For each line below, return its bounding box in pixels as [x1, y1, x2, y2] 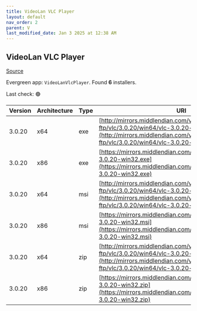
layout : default [6, 14, 46, 20]
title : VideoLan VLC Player [6, 8, 75, 15]
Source [6, 67, 23, 74]
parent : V [6, 25, 30, 31]
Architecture [37, 106, 73, 115]
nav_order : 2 [6, 19, 38, 25]
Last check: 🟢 [6, 90, 41, 97]
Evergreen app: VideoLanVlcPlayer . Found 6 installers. [6, 78, 137, 85]
